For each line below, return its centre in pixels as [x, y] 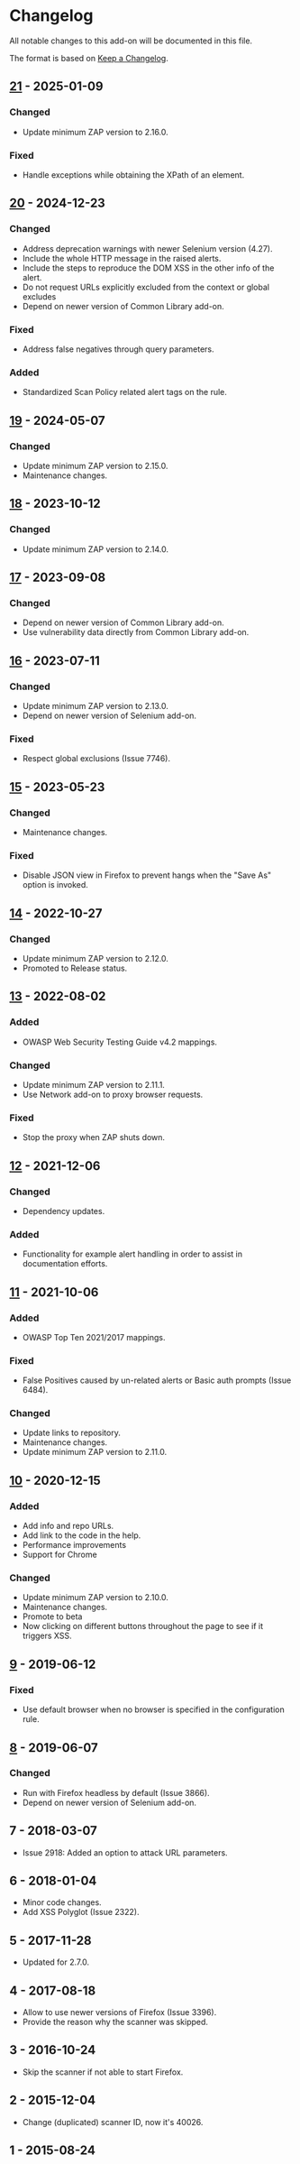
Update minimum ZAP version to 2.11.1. [93, 1084]
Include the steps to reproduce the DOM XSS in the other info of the [148, 268]
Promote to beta [52, 1616]
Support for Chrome [59, 1555]
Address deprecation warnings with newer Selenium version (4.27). [147, 248]
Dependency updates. [64, 1211]
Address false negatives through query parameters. [118, 349]
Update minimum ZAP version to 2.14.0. [95, 549]
